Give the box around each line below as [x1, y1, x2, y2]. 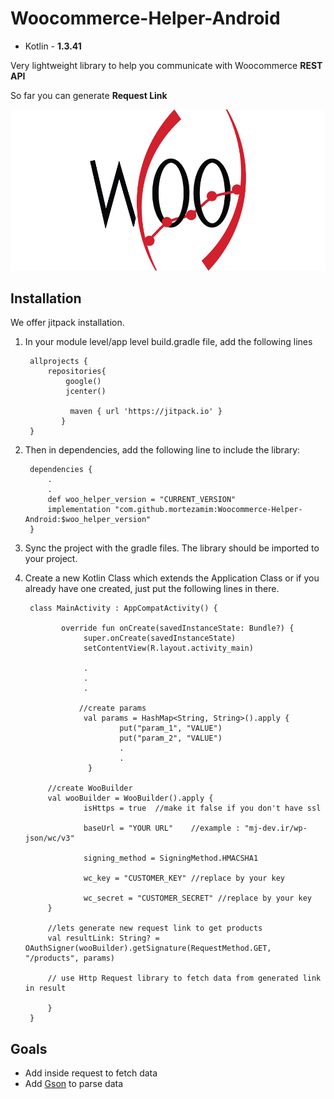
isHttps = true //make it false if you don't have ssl [83, 803, 322, 814]
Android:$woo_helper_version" [24, 515, 152, 525]
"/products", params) [24, 953, 115, 964]
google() [65, 377, 102, 387]
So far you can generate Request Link [10, 89, 168, 101]
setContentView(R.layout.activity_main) [83, 643, 254, 654]
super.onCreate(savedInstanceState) [83, 633, 237, 644]
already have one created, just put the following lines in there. [24, 583, 280, 595]
